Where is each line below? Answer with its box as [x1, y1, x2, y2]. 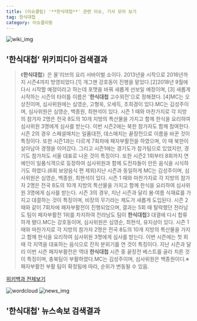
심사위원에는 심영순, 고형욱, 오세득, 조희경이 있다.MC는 [42, 101, 169, 108]
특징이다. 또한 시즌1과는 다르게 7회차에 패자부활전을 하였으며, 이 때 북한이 [20, 137, 189, 145]
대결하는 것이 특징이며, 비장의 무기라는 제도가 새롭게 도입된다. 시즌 [31, 196, 184, 204]
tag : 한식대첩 [6, 14, 36, 20]
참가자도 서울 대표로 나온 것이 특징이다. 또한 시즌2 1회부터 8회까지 [31, 152, 183, 159]
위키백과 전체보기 [6, 276, 46, 283]
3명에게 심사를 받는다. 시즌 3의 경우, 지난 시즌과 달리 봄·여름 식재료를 [26, 189, 185, 196]
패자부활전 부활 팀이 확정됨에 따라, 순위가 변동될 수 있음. [20, 263, 149, 270]
